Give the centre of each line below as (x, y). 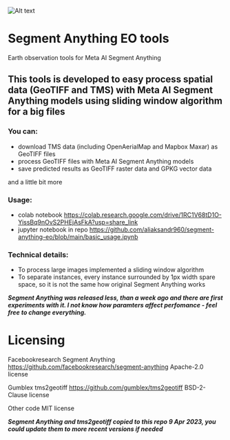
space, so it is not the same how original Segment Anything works (112, 285)
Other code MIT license (41, 408)
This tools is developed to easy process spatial (111, 79)
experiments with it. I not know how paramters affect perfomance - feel (113, 305)
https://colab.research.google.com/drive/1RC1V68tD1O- (143, 215)
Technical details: (38, 254)
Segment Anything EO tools (88, 39)
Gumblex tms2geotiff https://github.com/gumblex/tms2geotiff (95, 388)
